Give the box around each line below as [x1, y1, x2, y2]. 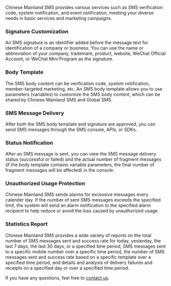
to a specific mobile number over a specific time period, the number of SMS [5, 248, 165, 255]
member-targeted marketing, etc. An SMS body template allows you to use [5, 85, 162, 92]
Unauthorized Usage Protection [5, 180, 85, 187]
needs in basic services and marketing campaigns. [5, 15, 112, 21]
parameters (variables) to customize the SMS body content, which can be [5, 91, 161, 97]
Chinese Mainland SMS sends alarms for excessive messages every [5, 191, 149, 197]
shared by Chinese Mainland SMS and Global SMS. [5, 97, 113, 103]
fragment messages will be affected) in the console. [5, 167, 115, 173]
